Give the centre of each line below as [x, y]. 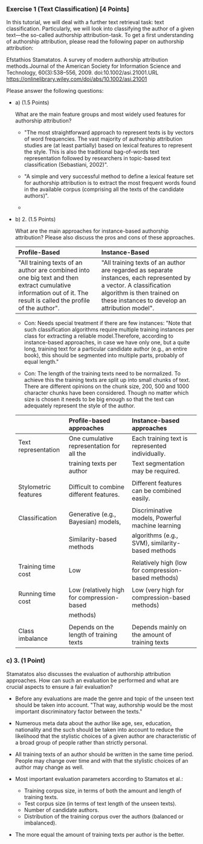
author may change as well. [49, 767]
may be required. [156, 471]
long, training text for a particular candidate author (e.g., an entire [105, 349]
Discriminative [152, 511]
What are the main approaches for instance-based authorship [92, 231]
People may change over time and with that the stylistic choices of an [101, 760]
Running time [37, 594]
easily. [141, 498]
